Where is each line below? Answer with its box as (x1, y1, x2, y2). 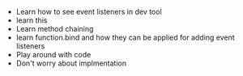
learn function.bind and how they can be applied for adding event (15, 32, 235, 42)
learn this (15, 15, 48, 25)
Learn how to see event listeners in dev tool (15, 7, 162, 16)
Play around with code (15, 50, 92, 59)
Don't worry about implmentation (15, 58, 127, 68)
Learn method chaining (15, 24, 94, 33)
